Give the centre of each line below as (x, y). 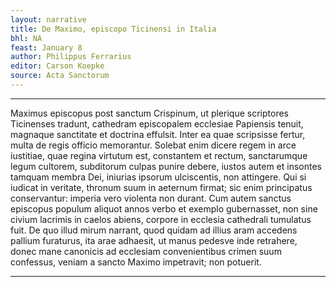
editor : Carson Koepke (57, 66)
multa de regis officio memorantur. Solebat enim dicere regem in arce (153, 145)
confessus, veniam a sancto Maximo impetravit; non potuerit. (136, 262)
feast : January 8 (46, 47)
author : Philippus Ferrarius (71, 57)
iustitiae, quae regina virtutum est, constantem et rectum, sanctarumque (159, 155)
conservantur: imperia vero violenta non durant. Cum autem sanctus (151, 198)
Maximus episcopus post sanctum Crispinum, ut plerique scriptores (149, 113)
